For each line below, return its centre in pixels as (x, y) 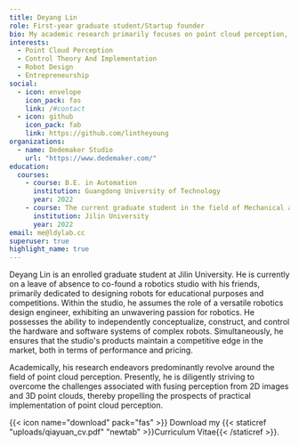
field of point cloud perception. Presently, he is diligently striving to (132, 377)
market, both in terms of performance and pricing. (101, 350)
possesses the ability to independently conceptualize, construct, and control (149, 322)
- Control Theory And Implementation (87, 59)
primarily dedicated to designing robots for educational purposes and (137, 294)
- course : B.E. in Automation (81, 183)
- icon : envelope (49, 92)
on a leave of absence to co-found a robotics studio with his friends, (135, 284)
